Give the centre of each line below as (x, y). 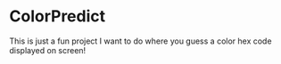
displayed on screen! (48, 50)
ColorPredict (57, 16)
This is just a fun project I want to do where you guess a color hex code (140, 41)
